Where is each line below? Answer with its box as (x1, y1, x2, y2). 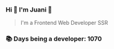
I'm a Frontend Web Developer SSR (20, 19, 108, 27)
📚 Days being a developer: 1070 (5, 34, 102, 43)
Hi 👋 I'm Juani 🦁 (5, 5, 52, 14)
